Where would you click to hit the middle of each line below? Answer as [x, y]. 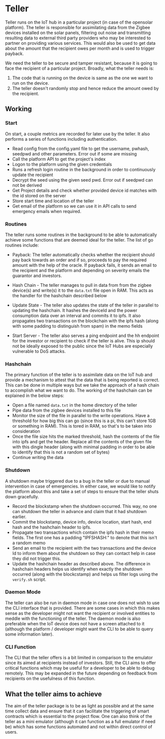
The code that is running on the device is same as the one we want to [82, 78]
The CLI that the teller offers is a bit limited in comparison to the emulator [79, 658]
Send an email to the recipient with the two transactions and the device [84, 548]
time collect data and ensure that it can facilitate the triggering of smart [77, 711]
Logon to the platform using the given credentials [62, 164]
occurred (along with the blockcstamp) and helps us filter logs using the [85, 574]
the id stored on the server [39, 195]
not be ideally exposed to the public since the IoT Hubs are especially [82, 346]
